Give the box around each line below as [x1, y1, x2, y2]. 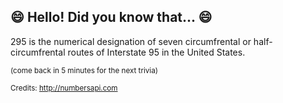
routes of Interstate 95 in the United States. [67, 46, 246, 58]
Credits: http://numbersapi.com [10, 83, 118, 93]
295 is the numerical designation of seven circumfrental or [10, 35, 252, 47]
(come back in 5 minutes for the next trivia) [10, 65, 158, 75]
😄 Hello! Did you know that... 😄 [10, 9, 213, 26]
